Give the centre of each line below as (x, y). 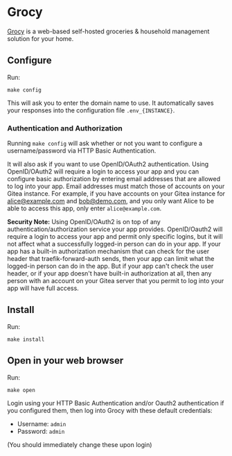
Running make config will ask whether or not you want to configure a (105, 144)
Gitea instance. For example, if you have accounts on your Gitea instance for (116, 194)
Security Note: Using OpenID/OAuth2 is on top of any (84, 222)
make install (26, 339)
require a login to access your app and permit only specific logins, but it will (115, 237)
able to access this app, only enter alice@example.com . (84, 208)
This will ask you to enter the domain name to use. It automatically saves (110, 103)
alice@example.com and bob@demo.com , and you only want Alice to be (111, 201)
